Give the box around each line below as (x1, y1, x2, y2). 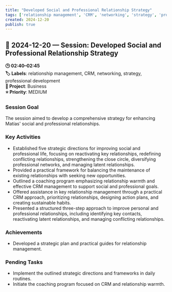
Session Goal (5, 103, 39, 111)
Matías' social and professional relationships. (5, 121, 100, 127)
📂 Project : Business (5, 83, 47, 90)
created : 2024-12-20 (5, 17, 50, 22)
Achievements (5, 228, 42, 236)
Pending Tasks (5, 258, 43, 265)
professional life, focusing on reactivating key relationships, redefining (12, 151, 161, 157)
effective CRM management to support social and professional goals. (12, 183, 159, 190)
